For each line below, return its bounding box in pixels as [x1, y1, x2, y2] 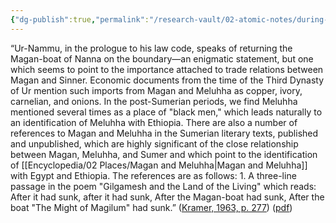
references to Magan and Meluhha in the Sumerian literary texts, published [10, 127, 319, 139]
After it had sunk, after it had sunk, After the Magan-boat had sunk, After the [10, 191, 325, 203]
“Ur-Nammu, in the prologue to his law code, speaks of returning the [10, 42, 293, 54]
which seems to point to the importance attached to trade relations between [10, 63, 324, 75]
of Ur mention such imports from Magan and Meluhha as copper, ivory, [10, 84, 303, 96]
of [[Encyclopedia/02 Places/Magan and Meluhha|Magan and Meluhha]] [10, 159, 308, 171]
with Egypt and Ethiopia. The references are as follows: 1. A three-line [10, 169, 297, 181]
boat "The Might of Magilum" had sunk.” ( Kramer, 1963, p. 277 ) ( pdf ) [10, 201, 293, 213]
